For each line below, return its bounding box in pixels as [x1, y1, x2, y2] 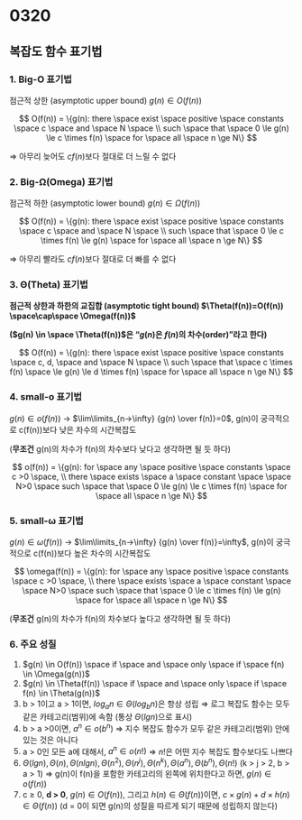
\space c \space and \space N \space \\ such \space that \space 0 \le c [19, 226, 284, 236]
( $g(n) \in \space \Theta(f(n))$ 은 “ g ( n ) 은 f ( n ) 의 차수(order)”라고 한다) [9, 329, 268, 340]
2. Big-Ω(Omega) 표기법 [9, 175, 114, 188]
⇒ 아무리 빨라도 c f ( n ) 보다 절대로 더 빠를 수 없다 [9, 253, 177, 264]
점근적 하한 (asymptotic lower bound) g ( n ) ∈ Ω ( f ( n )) [9, 198, 201, 208]
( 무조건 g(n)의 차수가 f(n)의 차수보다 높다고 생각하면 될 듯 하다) [9, 613, 232, 624]
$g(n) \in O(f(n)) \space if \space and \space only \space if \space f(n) [22, 659, 285, 670]
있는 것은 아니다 [22, 734, 78, 745]
